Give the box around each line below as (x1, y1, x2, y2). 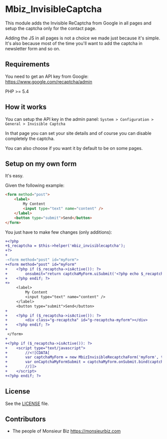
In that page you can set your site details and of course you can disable (5, 130, 152, 136)
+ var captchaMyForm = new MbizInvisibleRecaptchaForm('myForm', (5, 355, 159, 360)
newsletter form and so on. (5, 45, 61, 51)
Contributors (5, 415, 46, 423)
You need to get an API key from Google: (5, 73, 88, 79)
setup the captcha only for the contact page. (5, 25, 97, 31)
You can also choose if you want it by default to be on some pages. (5, 145, 143, 151)
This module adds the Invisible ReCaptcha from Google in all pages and (5, 20, 152, 26)
